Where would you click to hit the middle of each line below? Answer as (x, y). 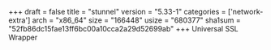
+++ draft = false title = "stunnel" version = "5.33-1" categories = (117, 12)
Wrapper (23, 37)
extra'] (19, 20)
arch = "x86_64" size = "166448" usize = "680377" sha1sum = (136, 20)
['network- (245, 12)
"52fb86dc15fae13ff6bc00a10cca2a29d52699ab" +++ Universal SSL (124, 29)
